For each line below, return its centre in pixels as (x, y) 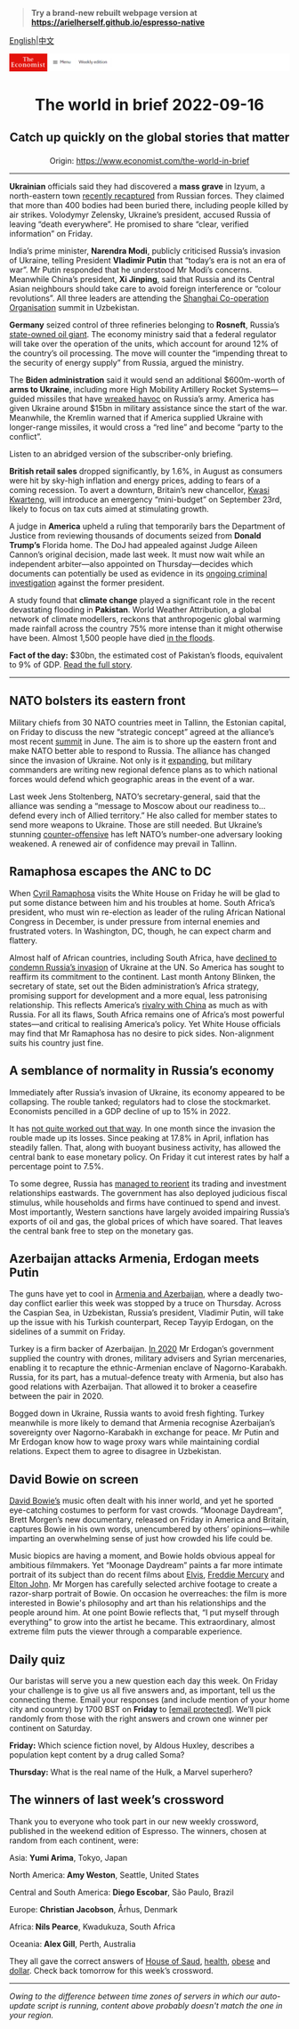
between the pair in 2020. (57, 1396)
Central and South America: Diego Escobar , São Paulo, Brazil (121, 1892)
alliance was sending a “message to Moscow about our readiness (129, 805)
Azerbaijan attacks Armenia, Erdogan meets (134, 1258)
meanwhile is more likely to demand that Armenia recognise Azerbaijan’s (142, 1423)
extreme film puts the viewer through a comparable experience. (126, 1631)
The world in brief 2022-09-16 (149, 105)
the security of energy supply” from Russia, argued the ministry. (127, 363)
